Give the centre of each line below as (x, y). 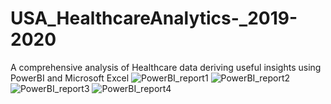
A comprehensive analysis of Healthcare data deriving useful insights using (166, 67)
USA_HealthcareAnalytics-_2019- (154, 18)
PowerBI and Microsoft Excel (70, 78)
